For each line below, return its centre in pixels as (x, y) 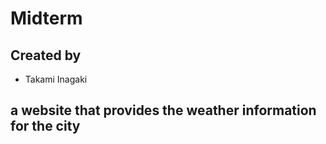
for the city (45, 126)
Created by (46, 55)
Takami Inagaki (56, 79)
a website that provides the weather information (163, 110)
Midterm (46, 18)
